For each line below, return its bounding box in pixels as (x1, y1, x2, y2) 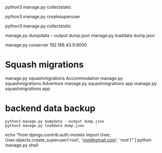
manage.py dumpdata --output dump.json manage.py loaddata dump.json (5, 33, 155, 38)
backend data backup (5, 103, 96, 114)
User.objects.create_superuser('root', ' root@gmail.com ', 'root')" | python (5, 137, 152, 143)
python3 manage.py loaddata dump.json (5, 123, 84, 128)
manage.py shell (5, 142, 38, 148)
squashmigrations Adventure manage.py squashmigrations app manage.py (5, 80, 157, 86)
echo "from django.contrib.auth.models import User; (5, 131, 111, 137)
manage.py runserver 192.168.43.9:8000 (5, 42, 87, 48)
